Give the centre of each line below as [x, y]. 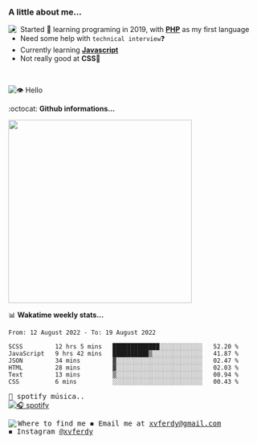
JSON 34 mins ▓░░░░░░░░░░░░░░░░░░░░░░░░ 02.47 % [124, 361]
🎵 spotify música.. [47, 397]
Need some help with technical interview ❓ [92, 39]
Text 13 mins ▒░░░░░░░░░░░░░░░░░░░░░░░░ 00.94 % [124, 375]
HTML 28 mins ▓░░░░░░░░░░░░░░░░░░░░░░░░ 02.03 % [124, 368]
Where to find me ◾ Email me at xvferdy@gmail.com [120, 424]
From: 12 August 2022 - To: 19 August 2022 [82, 333]
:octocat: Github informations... [62, 109]
